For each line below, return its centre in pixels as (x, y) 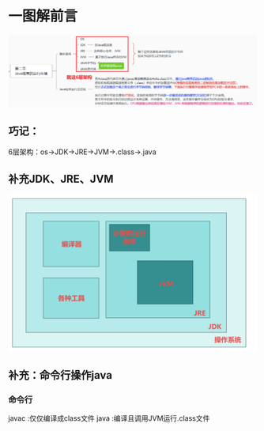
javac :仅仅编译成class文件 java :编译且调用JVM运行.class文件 (109, 418)
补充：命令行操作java (60, 375)
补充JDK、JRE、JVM (61, 179)
